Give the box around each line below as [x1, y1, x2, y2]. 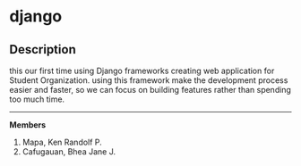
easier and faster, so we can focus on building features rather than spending [9, 85, 291, 95]
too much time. [9, 94, 65, 104]
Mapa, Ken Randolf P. [21, 137, 103, 147]
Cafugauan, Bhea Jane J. [21, 146, 116, 157]
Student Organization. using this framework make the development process [9, 75, 288, 86]
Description [9, 42, 76, 57]
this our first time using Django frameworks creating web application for [9, 65, 275, 76]
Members [9, 120, 47, 130]
